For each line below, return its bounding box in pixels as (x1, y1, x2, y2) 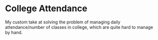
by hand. (5, 29, 23, 35)
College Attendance (5, 3, 88, 14)
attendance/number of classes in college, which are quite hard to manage (5, 24, 154, 30)
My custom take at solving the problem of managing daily (5, 19, 120, 25)
